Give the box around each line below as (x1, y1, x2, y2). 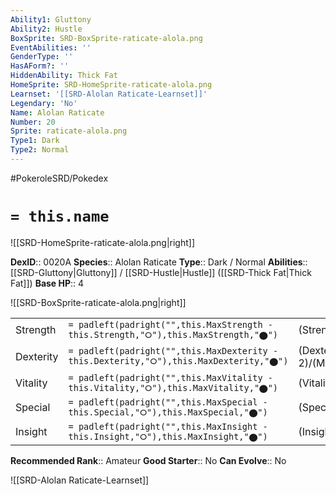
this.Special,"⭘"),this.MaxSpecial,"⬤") (68, 406, 268, 418)
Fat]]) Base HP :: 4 (10, 277, 85, 289)
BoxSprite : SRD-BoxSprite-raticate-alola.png (10, 33, 203, 43)
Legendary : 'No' (10, 98, 78, 108)
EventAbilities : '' (10, 42, 92, 53)
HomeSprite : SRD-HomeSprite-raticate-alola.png (10, 80, 213, 90)
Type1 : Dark (10, 136, 60, 146)
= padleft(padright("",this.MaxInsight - (68, 421, 268, 432)
